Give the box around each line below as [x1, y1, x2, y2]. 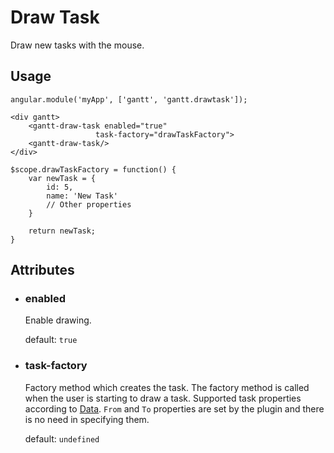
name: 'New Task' [46, 191, 118, 201]
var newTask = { [28, 173, 97, 183]
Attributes [10, 262, 75, 279]
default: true [24, 334, 78, 346]
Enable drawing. [24, 314, 92, 326]
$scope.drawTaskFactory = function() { [10, 164, 177, 175]
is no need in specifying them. [24, 413, 150, 425]
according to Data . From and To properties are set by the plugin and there [24, 402, 325, 415]
